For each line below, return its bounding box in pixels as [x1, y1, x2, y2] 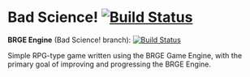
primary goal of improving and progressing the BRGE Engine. [7, 59, 212, 69]
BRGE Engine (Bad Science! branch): [7, 35, 131, 45]
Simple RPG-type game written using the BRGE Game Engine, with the [7, 50, 243, 60]
